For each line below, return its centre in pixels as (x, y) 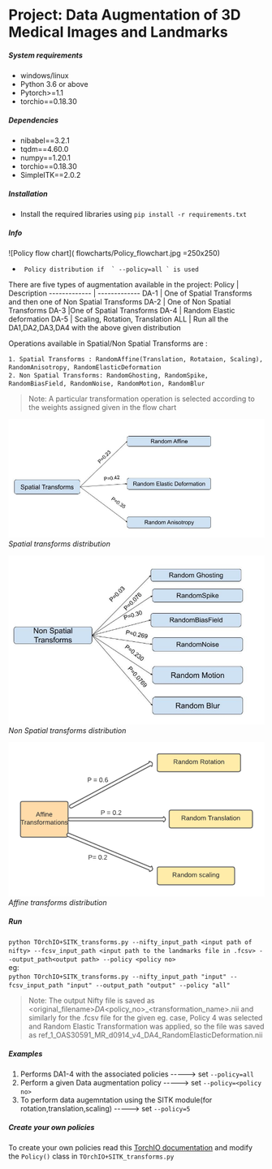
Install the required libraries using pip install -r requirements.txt (134, 214)
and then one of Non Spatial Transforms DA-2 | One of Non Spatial (120, 302)
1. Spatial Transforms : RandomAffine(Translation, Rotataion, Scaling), (136, 360)
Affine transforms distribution (58, 903)
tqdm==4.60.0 (44, 149)
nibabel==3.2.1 (45, 140)
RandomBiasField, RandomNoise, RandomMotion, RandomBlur (107, 384)
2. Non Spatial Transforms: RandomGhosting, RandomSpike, (108, 376)
